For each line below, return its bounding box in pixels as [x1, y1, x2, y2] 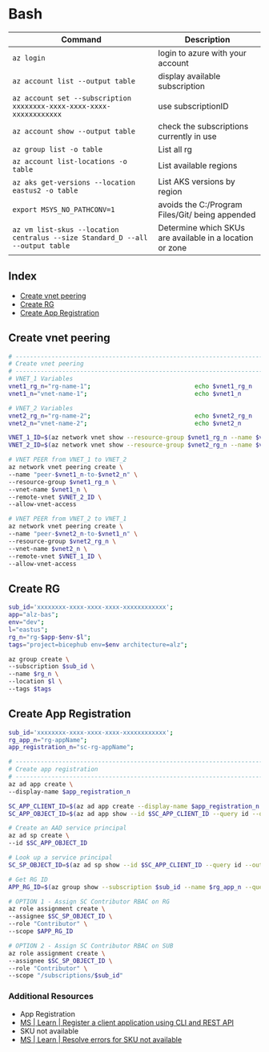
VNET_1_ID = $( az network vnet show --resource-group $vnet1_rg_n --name [8, 434, 252, 442]
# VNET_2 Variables [8, 404, 74, 412]
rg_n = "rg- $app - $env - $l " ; [8, 633, 91, 641]
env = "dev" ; [8, 618, 45, 626]
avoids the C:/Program [158, 198, 243, 210]
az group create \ [8, 655, 70, 663]
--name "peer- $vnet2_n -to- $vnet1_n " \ [8, 530, 138, 538]
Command [61, 34, 102, 45]
